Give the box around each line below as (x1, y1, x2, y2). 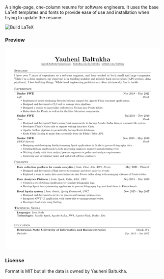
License (5, 257, 25, 264)
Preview (5, 36, 25, 43)
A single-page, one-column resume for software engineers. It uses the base (5, 4, 159, 10)
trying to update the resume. (5, 15, 63, 20)
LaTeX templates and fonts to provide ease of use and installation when (5, 9, 150, 15)
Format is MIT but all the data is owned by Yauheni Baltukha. (5, 268, 128, 274)
